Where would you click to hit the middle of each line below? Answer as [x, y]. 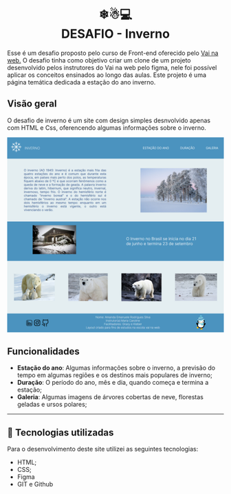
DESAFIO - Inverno [115, 34]
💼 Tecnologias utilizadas [60, 433]
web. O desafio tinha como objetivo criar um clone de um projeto [99, 60]
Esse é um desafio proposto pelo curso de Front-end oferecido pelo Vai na [113, 53]
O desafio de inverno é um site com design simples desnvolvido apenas [109, 120]
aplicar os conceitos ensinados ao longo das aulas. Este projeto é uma [107, 75]
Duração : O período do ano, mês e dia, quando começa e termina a [113, 383]
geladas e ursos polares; [52, 405]
